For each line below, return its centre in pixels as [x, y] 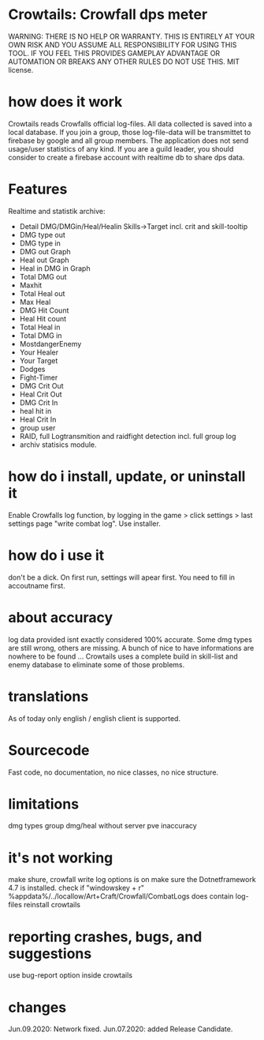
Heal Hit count [43, 318]
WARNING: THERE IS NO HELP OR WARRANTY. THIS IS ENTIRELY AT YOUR [131, 36]
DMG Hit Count [44, 310]
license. [21, 69]
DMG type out [42, 235]
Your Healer [39, 352]
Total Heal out [42, 293]
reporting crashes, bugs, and [105, 937]
